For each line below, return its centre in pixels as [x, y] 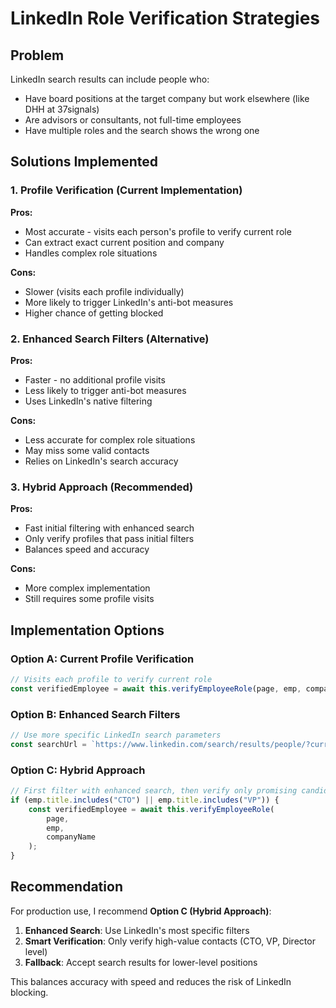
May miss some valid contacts [87, 450]
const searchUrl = [48, 744]
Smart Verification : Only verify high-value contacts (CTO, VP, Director [170, 941]
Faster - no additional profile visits [95, 379]
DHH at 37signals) [62, 109]
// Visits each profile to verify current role [111, 679]
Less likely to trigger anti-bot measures [105, 390]
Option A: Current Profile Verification [102, 659]
